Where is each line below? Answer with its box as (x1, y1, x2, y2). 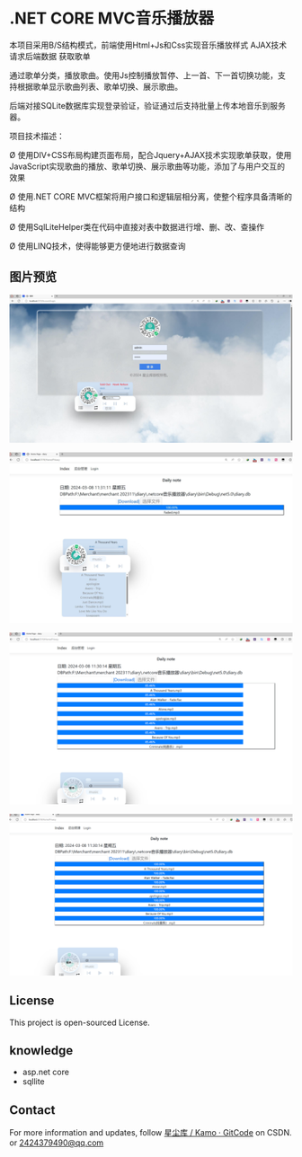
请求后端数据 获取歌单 (9, 50, 91, 61)
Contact (9, 1102, 56, 1117)
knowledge (9, 1043, 74, 1058)
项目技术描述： (9, 130, 65, 141)
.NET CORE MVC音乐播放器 (9, 8, 214, 29)
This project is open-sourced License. (9, 1017, 150, 1028)
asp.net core (22, 1066, 70, 1078)
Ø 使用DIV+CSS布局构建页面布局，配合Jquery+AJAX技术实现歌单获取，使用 (9, 149, 292, 160)
